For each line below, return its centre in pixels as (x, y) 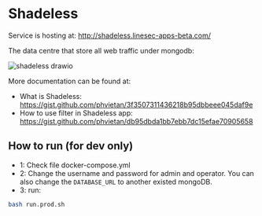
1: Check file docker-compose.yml (75, 165)
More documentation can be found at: (70, 81)
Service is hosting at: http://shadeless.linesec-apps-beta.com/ (109, 35)
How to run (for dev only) (71, 146)
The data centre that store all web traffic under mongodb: (101, 50)
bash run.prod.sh (37, 204)
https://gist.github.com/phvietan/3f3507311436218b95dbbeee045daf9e (136, 104)
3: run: (30, 190)
